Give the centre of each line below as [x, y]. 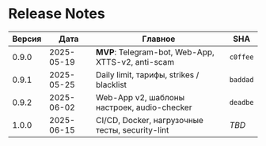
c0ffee [241, 57]
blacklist [112, 84]
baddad [241, 79]
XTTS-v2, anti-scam [135, 62]
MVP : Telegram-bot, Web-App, [156, 52]
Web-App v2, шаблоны [141, 97]
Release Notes [57, 14]
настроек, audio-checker [144, 107]
